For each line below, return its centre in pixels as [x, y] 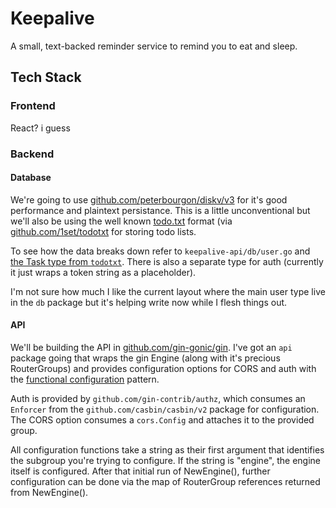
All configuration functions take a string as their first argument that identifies [167, 449]
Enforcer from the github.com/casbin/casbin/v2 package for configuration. [165, 409]
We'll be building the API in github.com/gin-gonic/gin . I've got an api [151, 347]
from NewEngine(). [49, 492]
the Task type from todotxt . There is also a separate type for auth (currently [167, 261]
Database [31, 178]
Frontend [33, 106]
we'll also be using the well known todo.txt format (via [121, 221]
